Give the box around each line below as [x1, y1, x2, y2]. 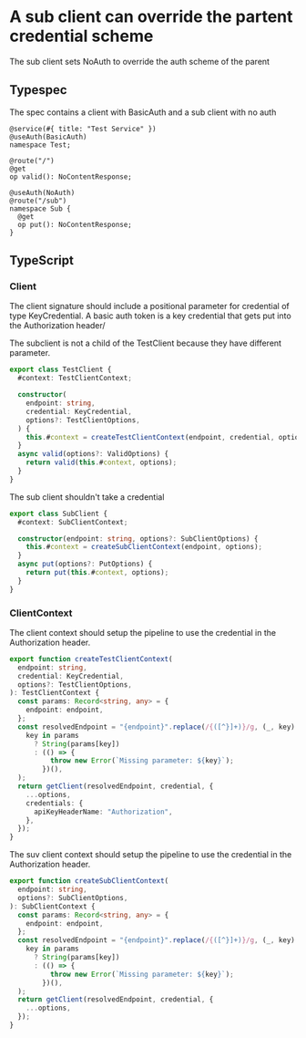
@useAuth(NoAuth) [9, 188, 76, 197]
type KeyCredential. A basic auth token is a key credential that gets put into [9, 310, 291, 321]
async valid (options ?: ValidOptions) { [17, 450, 169, 459]
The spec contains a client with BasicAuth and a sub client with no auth [9, 107, 277, 118]
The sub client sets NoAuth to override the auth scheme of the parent [9, 56, 270, 67]
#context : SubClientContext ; [17, 517, 128, 526]
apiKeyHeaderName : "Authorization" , [33, 807, 173, 816]
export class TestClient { [9, 365, 112, 375]
